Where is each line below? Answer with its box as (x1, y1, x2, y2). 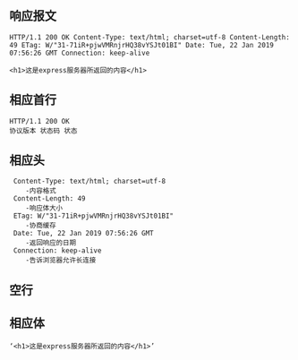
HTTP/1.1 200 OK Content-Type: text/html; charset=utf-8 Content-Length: (9, 32, 291, 42)
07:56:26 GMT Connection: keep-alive (9, 48, 150, 57)
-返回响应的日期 (25, 238, 77, 248)
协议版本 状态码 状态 (9, 126, 78, 135)
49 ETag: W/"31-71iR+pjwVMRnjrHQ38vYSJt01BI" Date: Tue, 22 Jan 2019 (9, 40, 275, 49)
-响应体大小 (25, 204, 64, 213)
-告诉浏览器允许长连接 (25, 256, 97, 265)
